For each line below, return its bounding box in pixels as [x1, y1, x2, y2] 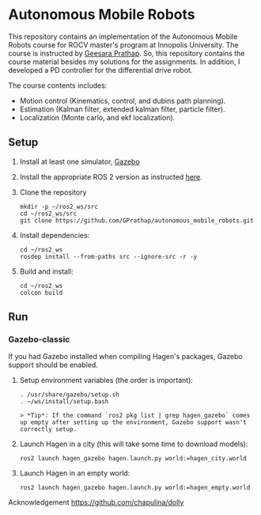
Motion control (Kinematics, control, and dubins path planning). [19, 96, 226, 105]
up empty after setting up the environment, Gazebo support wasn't [19, 418, 247, 426]
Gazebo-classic [8, 334, 70, 345]
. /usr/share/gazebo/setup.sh [19, 391, 120, 399]
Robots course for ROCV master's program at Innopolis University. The [8, 40, 239, 49]
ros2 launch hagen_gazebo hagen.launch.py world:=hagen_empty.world [19, 484, 251, 492]
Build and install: [19, 267, 74, 276]
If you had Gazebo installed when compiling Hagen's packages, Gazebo [8, 352, 243, 362]
